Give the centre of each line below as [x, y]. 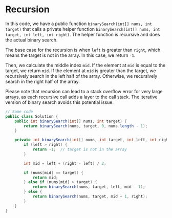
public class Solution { [32, 116]
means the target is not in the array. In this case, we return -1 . [70, 55]
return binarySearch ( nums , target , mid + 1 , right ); [90, 197]
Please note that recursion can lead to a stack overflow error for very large [84, 91]
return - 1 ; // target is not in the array [80, 149]
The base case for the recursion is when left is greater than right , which [83, 50]
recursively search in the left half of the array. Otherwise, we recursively [81, 76]
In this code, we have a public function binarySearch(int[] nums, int [79, 24]
